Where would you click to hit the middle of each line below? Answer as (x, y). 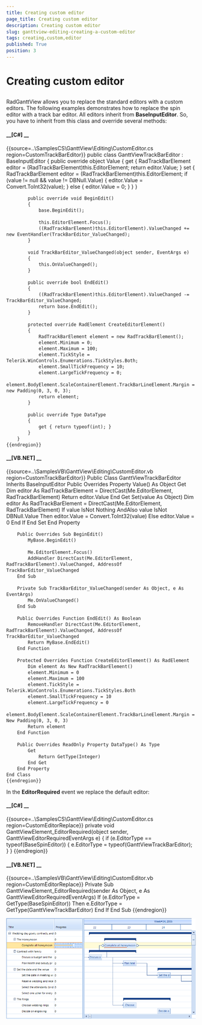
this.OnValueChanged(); (68, 265)
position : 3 (21, 51)
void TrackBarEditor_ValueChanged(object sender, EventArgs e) (109, 252)
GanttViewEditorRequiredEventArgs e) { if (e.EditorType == (79, 838)
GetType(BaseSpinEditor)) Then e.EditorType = (64, 904)
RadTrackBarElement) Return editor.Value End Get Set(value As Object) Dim (100, 497)
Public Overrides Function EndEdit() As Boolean (79, 618)
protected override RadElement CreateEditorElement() (96, 325)
